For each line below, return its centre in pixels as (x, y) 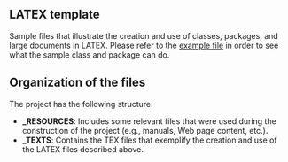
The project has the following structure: (81, 104)
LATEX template (54, 15)
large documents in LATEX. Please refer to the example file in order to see (144, 45)
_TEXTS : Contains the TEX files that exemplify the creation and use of (149, 140)
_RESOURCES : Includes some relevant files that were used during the (149, 121)
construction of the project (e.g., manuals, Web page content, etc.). (145, 130)
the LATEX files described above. (83, 149)
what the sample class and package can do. (90, 54)
